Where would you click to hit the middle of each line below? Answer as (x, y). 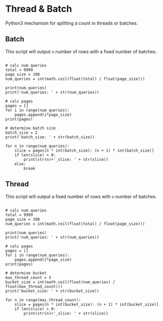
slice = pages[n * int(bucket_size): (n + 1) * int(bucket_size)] (87, 304)
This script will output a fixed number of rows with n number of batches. (81, 196)
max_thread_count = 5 (28, 277)
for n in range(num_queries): (38, 146)
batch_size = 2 (21, 133)
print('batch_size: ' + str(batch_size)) (50, 137)
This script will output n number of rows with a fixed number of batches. (81, 51)
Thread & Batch (39, 9)
